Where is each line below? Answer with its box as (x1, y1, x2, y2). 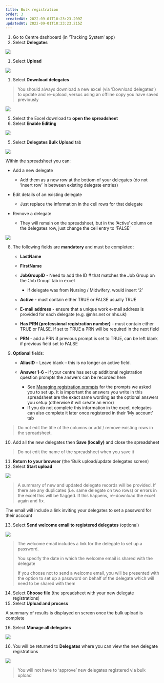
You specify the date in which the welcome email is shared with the (17, 556, 153, 561)
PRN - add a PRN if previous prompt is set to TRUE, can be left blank (20, 336, 158, 341)
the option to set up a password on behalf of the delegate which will (17, 575, 154, 581)
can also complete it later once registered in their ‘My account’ (27, 410, 153, 416)
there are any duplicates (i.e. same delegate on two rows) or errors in (17, 488, 157, 493)
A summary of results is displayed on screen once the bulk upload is (5, 610, 143, 616)
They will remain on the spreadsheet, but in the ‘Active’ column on (20, 220, 153, 226)
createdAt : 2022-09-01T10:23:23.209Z (5, 16, 82, 21)
